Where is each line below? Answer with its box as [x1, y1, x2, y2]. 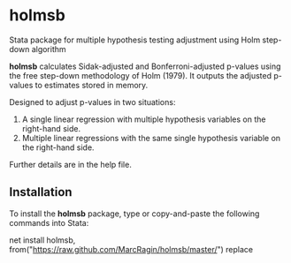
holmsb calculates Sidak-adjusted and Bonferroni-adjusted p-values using [9, 61, 281, 71]
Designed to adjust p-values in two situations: [9, 96, 176, 107]
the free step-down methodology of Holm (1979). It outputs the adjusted [9, 70, 272, 80]
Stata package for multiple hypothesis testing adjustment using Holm [9, 34, 261, 45]
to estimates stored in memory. [34, 79, 149, 90]
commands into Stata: [9, 217, 89, 228]
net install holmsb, [9, 235, 76, 245]
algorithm [31, 43, 66, 54]
